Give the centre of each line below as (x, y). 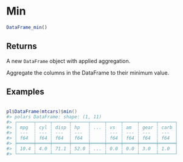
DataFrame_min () (27, 27)
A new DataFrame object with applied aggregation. (68, 61)
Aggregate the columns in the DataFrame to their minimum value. (88, 73)
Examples (25, 92)
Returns (22, 46)
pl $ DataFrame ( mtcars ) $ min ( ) (42, 112)
